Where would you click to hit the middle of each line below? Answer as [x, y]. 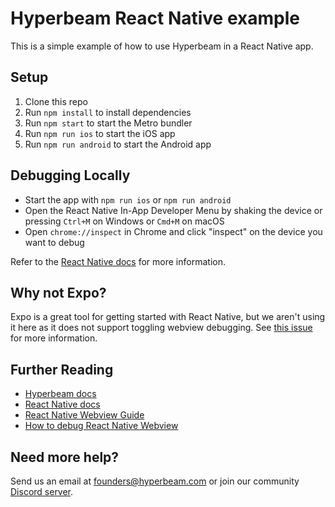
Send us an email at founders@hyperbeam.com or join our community [155, 481]
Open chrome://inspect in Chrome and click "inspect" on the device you [173, 231]
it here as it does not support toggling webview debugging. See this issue [161, 328]
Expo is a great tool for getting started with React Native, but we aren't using [168, 317]
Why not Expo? [58, 292]
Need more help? [65, 457]
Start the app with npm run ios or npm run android [128, 199]
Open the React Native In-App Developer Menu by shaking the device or [173, 210]
